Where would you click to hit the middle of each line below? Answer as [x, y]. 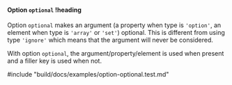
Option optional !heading [44, 10]
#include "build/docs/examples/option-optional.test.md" [88, 75]
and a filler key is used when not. [55, 61]
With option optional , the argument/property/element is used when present [116, 54]
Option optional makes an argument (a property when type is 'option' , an [114, 25]
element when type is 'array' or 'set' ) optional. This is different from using [116, 33]
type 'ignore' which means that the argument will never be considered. [110, 40]
